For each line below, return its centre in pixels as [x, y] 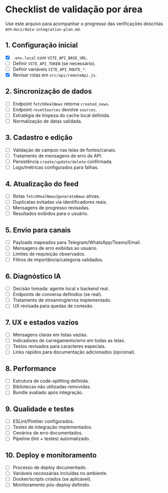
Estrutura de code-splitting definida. [51, 381]
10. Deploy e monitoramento [51, 455]
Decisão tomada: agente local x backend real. [61, 289]
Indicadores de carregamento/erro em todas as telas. [69, 341]
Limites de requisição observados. [49, 254]
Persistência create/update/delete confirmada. [62, 162]
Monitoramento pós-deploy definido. [51, 485]
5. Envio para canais [38, 230]
